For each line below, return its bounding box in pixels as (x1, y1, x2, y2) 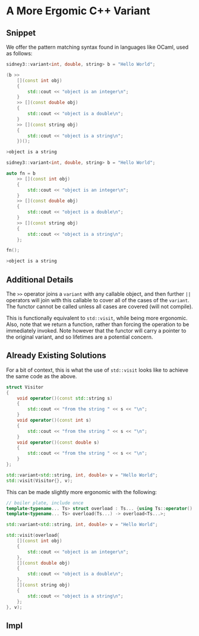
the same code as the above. (6, 372, 77, 379)
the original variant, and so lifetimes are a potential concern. (6, 333, 153, 340)
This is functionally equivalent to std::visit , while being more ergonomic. (6, 314, 188, 321)
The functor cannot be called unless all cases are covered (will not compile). (6, 303, 193, 310)
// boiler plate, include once (6, 500, 84, 506)
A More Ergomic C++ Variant (6, 4, 150, 18)
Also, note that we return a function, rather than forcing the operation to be (6, 321, 189, 328)
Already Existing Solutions (6, 350, 106, 360)
